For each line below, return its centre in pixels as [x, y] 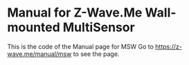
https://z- [169, 46]
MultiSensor [99, 27]
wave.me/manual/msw [39, 54]
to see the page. [96, 54]
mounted [34, 27]
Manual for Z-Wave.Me [75, 13]
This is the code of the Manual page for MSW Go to [81, 46]
